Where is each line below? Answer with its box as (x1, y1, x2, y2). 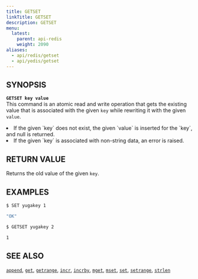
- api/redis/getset (11, 52, 60, 58)
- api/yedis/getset (11, 58, 60, 64)
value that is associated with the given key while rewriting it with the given (6, 107, 186, 114)
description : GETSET (6, 19, 57, 25)
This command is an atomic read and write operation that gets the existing (6, 101, 187, 108)
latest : (11, 31, 31, 37)
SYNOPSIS (6, 80, 47, 90)
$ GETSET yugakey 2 (6, 224, 54, 230)
